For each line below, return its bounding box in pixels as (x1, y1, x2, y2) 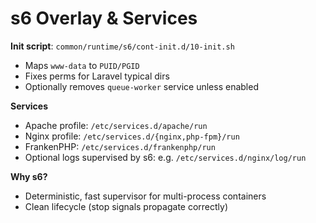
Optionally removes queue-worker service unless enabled (24, 80, 259, 92)
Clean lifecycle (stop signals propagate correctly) (24, 200, 229, 212)
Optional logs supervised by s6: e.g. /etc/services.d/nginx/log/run (24, 151, 307, 163)
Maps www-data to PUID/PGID (24, 59, 140, 71)
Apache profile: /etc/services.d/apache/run (24, 119, 208, 131)
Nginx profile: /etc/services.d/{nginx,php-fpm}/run (24, 130, 240, 142)
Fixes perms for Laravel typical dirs (24, 70, 170, 82)
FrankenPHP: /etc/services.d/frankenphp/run (24, 140, 216, 152)
